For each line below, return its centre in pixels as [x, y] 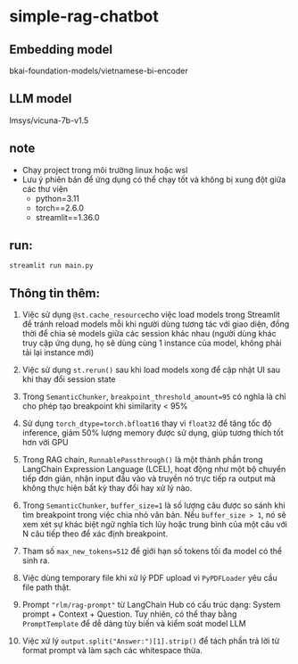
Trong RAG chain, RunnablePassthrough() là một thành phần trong [142, 460]
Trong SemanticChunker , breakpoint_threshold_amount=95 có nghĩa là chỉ [154, 397]
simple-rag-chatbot [84, 17]
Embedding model [61, 50]
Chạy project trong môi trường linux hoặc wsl [105, 170]
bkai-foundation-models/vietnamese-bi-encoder [99, 71]
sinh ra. [36, 560]
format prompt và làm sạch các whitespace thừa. [112, 651]
